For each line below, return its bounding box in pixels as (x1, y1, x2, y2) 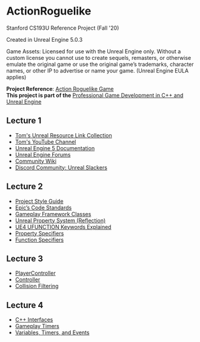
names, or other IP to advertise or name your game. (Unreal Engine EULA (6, 67, 189, 74)
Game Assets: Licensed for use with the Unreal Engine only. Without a (6, 47, 181, 55)
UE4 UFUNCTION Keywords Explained (15, 223, 112, 231)
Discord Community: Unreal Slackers (15, 163, 108, 171)
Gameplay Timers (15, 323, 59, 330)
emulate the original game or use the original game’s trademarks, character (6, 61, 194, 68)
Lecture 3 (6, 253, 44, 264)
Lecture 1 (6, 116, 42, 126)
